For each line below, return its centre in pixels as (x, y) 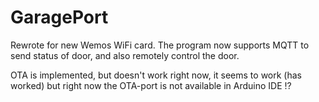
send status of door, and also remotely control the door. (125, 55)
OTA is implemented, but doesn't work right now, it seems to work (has (156, 75)
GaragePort (59, 17)
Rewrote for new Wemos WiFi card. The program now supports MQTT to (160, 45)
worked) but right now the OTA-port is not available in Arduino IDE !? (151, 85)
